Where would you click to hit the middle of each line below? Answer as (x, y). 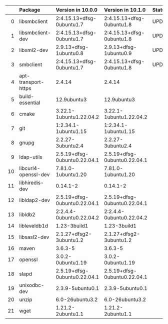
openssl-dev (34, 174)
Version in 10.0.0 (76, 10)
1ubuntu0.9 (118, 53)
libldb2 (27, 214)
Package (30, 10)
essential (30, 103)
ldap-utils (31, 157)
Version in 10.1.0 (125, 10)
